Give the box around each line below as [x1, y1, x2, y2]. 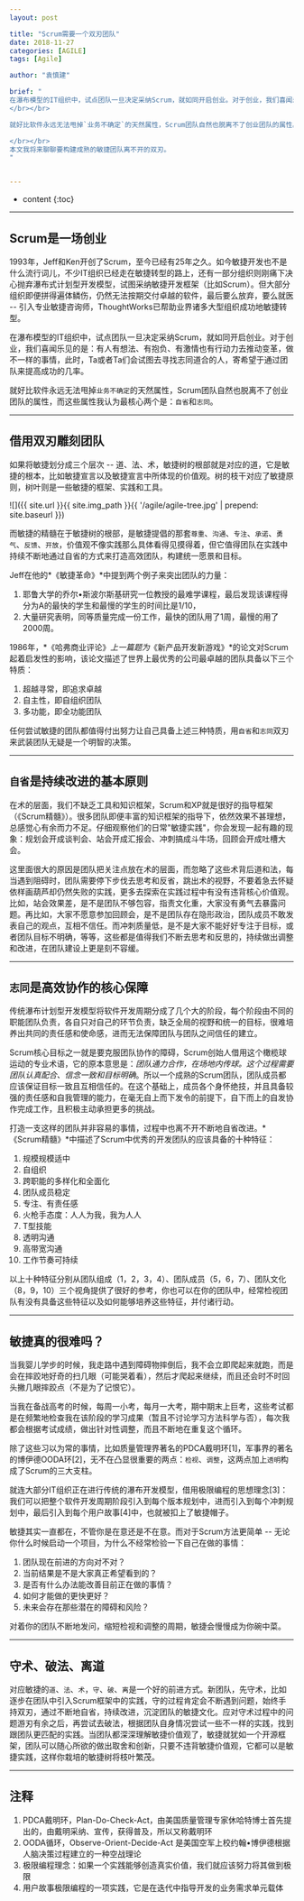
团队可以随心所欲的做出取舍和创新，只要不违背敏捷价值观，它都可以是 [24, 1740, 286, 1750]
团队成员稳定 [22, 1187, 70, 1198]
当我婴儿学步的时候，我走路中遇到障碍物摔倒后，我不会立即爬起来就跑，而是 [9, 1359, 294, 1371]
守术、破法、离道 [9, 1658, 105, 1674]
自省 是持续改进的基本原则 [9, 774, 149, 789]
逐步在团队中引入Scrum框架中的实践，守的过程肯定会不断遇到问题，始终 [9, 1695, 279, 1705]
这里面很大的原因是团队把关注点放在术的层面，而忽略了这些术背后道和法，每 [9, 863, 294, 875]
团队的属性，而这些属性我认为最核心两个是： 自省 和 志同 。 [9, 396, 218, 407]
